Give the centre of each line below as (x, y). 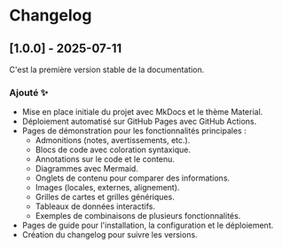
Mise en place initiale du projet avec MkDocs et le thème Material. (142, 112)
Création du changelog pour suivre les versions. (110, 235)
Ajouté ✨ (29, 92)
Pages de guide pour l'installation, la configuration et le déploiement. (148, 225)
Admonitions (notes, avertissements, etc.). (113, 141)
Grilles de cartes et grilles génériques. (105, 197)
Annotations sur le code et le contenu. (105, 159)
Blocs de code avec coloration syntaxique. (113, 150)
